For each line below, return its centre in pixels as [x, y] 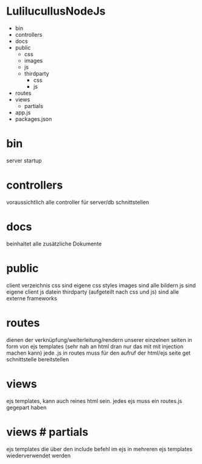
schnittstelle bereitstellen [38, 359]
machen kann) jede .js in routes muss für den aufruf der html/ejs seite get [99, 353]
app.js [23, 112]
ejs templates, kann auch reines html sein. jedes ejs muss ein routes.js [94, 401]
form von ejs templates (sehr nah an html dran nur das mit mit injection [95, 346]
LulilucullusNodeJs [56, 11]
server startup [24, 161]
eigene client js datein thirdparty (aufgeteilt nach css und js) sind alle [93, 292]
